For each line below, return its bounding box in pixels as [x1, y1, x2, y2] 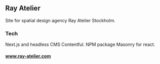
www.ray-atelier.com [5, 53, 51, 59]
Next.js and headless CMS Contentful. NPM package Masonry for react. [5, 41, 155, 47]
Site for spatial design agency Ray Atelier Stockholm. [5, 17, 115, 23]
